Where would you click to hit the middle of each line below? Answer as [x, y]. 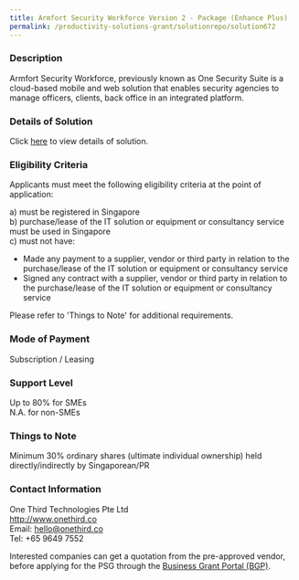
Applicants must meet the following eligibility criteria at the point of [136, 185]
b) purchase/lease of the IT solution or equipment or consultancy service [147, 222]
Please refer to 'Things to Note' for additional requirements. [122, 315]
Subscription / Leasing [52, 359]
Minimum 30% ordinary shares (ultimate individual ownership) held [136, 456]
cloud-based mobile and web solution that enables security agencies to [144, 88]
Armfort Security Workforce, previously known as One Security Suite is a [147, 78]
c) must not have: [43, 241]
